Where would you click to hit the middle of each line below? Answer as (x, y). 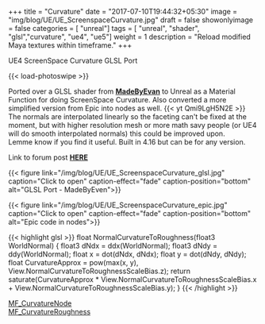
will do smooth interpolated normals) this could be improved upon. (117, 133)
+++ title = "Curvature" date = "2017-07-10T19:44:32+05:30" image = (123, 12)
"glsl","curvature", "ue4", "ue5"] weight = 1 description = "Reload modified (130, 37)
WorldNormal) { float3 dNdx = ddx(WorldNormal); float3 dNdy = (113, 246)
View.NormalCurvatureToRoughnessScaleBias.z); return (100, 271)
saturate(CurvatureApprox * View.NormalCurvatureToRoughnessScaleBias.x (132, 280)
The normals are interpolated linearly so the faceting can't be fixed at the (128, 117)
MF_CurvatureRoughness (50, 312)
